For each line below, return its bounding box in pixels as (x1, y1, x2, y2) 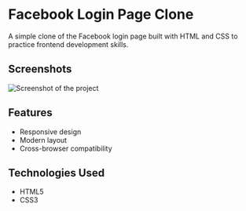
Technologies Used (8, 166, 105, 180)
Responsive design (19, 127, 82, 136)
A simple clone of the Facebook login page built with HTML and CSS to (8, 31, 238, 41)
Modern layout (19, 135, 68, 144)
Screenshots (8, 63, 72, 76)
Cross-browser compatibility (19, 144, 112, 153)
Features (8, 106, 53, 119)
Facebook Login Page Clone (8, 5, 194, 24)
